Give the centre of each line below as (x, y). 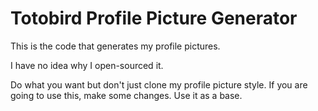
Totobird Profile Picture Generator (154, 18)
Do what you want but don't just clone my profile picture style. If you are (159, 84)
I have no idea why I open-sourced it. (87, 65)
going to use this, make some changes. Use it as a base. (126, 95)
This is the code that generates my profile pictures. (115, 46)
